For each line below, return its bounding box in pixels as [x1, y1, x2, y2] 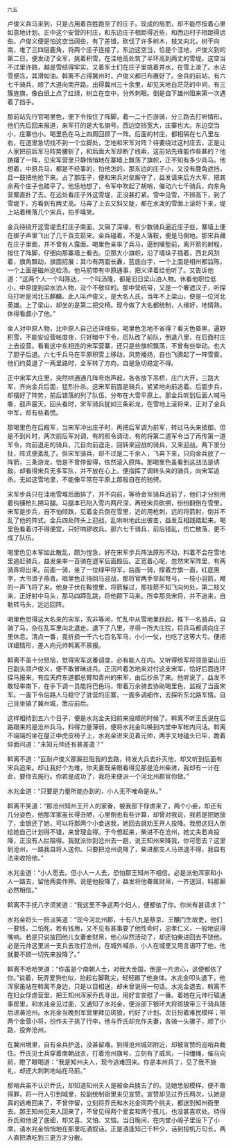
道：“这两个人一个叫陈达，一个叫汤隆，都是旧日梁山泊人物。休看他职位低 [7, 275, 217, 283]
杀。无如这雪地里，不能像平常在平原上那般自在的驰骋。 [7, 475, 165, 483]
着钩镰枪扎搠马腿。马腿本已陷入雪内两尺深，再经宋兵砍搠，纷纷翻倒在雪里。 [7, 499, 226, 507]
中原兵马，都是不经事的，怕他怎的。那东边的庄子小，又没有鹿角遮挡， [25, 165, 226, 172]
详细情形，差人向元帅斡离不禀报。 [7, 641, 105, 649]
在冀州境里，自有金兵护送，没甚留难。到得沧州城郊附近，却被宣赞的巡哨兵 [7, 1040, 220, 1049]
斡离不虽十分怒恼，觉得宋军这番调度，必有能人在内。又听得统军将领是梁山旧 [7, 656, 226, 664]
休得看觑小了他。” [7, 310, 56, 317]
